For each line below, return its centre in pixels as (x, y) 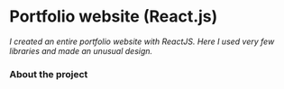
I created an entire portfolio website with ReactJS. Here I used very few (142, 41)
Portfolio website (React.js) (114, 17)
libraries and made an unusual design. (81, 50)
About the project (49, 74)
